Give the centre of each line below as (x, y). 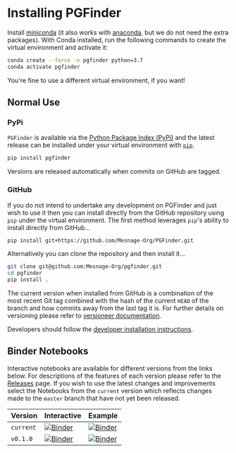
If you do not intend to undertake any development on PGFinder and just (112, 205)
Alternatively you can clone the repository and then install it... (96, 254)
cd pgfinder (25, 273)
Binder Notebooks (48, 351)
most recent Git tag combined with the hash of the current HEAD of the (108, 301)
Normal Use (34, 102)
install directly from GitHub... (49, 227)
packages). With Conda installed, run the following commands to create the (117, 39)
